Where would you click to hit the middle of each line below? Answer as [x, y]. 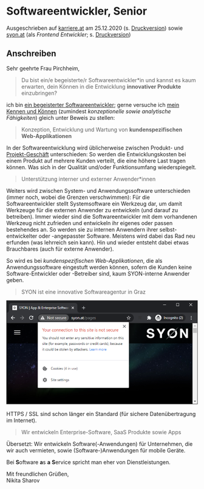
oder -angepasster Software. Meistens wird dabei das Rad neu [117, 236]
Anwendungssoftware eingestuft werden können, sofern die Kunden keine [99, 267]
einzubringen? [39, 93]
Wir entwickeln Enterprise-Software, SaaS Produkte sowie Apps [101, 432]
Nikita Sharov [23, 480]
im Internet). [22, 420]
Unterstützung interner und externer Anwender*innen [88, 179]
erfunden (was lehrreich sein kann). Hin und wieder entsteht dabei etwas [98, 242]
